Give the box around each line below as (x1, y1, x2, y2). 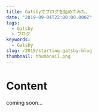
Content (6, 79, 48, 93)
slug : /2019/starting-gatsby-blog (6, 48, 93, 54)
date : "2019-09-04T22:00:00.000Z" (6, 14, 93, 20)
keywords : (6, 37, 31, 43)
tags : (6, 20, 20, 26)
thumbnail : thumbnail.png (6, 53, 71, 59)
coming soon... (6, 99, 43, 106)
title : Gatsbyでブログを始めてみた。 (6, 8, 90, 15)
